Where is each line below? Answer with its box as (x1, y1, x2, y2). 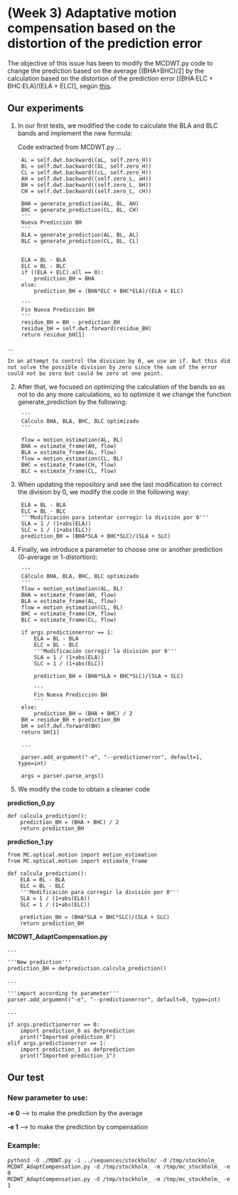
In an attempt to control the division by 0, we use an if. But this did (7, 357, 231, 364)
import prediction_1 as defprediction (20, 1046, 135, 1053)
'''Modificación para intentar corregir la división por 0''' (21, 513, 210, 521)
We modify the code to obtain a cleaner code (17, 784, 151, 793)
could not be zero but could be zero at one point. (7, 369, 163, 377)
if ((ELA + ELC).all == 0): (21, 269, 104, 276)
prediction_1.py (7, 837, 53, 846)
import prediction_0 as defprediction (20, 1027, 135, 1035)
